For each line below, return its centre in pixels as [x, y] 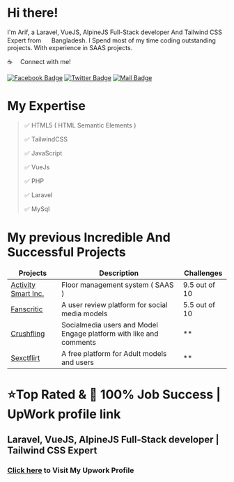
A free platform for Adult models [114, 353]
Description [119, 273]
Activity [23, 285]
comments [79, 342]
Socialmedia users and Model [110, 325]
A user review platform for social [115, 304]
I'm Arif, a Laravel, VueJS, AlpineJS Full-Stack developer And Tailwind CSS [115, 32]
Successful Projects [67, 252]
